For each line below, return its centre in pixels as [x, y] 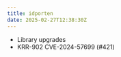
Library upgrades [41, 39]
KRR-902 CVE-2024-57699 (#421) [66, 47]
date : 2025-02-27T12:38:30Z [47, 20]
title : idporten [30, 13]
